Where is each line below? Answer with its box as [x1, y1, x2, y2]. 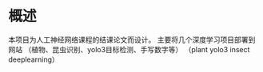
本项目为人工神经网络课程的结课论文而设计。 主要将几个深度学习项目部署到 [8, 35, 256, 44]
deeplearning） [8, 55, 60, 64]
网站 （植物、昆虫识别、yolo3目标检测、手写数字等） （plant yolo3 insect [8, 44, 250, 54]
